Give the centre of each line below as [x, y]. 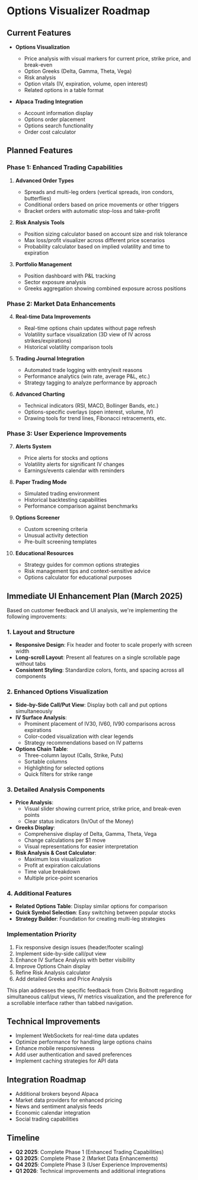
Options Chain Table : [42, 749]
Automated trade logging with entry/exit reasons [83, 370]
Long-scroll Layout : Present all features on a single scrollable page [98, 657]
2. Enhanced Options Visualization [58, 692]
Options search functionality [59, 125]
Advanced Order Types [44, 180]
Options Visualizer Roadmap [79, 11]
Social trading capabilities [47, 1119]
